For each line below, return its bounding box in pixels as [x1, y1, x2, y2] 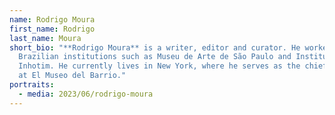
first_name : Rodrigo [9, 24, 96, 34]
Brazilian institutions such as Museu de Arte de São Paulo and [18, 52, 292, 62]
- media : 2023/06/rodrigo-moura [18, 89, 154, 99]
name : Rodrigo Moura [9, 14, 96, 25]
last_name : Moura [9, 33, 82, 43]
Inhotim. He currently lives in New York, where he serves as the [18, 61, 301, 71]
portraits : [9, 80, 55, 90]
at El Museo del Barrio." [18, 71, 127, 81]
